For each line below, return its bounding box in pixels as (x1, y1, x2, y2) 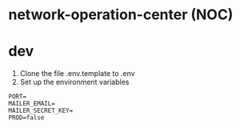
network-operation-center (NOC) (8, 6, 234, 24)
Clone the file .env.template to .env (19, 69, 135, 78)
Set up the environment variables (19, 78, 130, 87)
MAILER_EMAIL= (8, 100, 56, 108)
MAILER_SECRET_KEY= (8, 106, 74, 115)
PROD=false (8, 114, 45, 122)
